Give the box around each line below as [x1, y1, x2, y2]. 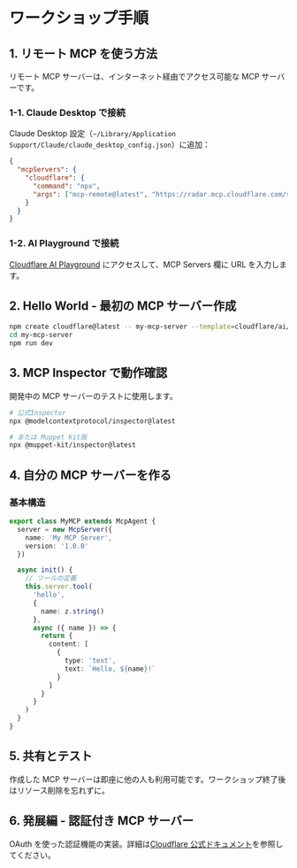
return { [41, 632, 73, 641]
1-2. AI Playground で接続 [9, 237, 119, 250]
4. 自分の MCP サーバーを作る [9, 467, 172, 482]
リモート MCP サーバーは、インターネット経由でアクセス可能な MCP [9, 72, 260, 81]
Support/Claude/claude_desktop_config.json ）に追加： [9, 139, 210, 150]
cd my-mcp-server [9, 331, 73, 340]
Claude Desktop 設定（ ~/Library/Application [9, 128, 177, 139]
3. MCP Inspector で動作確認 [9, 365, 168, 380]
